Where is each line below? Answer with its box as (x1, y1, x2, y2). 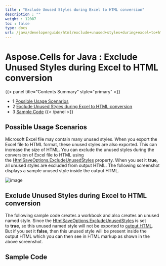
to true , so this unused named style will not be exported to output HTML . (5, 223, 154, 228)
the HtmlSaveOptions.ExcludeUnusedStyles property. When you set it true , (5, 157, 158, 163)
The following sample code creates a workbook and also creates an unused (5, 212, 160, 218)
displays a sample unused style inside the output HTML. (5, 167, 120, 173)
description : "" (5, 12, 41, 17)
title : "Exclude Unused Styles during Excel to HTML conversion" (5, 7, 145, 12)
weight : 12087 (5, 16, 37, 21)
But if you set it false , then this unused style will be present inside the (5, 228, 147, 234)
